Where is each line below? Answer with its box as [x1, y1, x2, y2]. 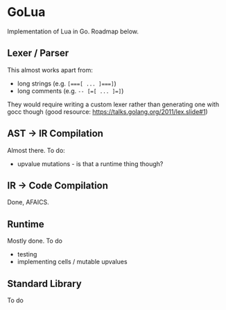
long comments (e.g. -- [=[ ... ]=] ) [17, 86, 124, 95]
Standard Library [7, 277, 82, 289]
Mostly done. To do [7, 237, 62, 245]
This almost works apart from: [7, 65, 94, 74]
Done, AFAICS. [7, 198, 50, 206]
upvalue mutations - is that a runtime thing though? [17, 159, 164, 168]
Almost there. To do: [7, 146, 66, 154]
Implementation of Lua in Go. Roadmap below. [7, 27, 139, 35]
